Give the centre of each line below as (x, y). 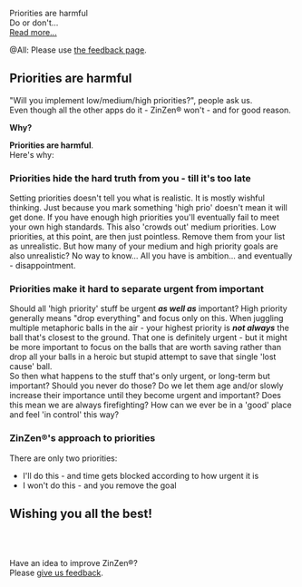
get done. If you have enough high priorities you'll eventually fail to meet (144, 218)
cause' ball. (31, 367)
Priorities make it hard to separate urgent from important (137, 289)
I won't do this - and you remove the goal (99, 485)
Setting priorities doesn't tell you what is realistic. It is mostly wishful (137, 198)
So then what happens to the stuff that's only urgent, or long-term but (140, 377)
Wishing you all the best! (81, 514)
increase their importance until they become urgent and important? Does (145, 396)
